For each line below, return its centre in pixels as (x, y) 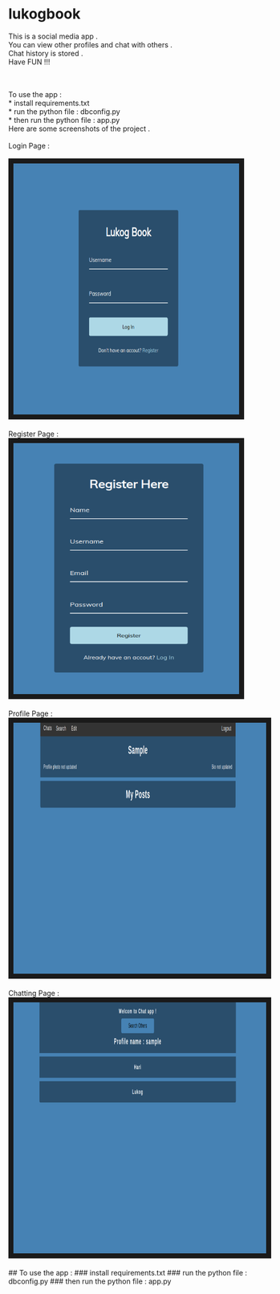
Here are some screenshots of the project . (79, 129)
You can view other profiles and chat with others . (90, 44)
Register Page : (33, 434)
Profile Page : (30, 713)
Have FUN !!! (29, 62)
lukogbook (45, 14)
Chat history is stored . (46, 53)
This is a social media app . (53, 36)
